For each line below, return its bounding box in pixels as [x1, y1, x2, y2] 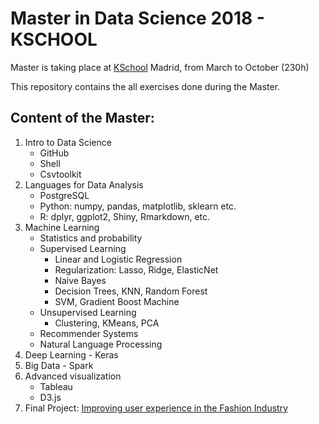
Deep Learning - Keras [24, 348, 119, 361]
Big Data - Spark [24, 359, 94, 371]
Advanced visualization [24, 370, 122, 382]
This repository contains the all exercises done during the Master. [10, 80, 281, 92]
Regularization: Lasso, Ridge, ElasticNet [54, 263, 219, 276]
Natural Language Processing [39, 338, 163, 350]
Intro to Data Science [24, 136, 112, 148]
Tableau [39, 380, 73, 392]
